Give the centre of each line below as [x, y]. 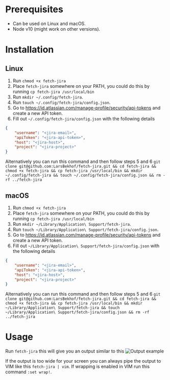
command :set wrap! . [29, 372]
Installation [30, 50]
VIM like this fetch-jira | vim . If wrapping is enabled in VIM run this [77, 367]
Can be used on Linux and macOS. [49, 23]
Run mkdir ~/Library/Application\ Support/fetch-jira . [72, 224]
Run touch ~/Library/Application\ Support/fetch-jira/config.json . [86, 229]
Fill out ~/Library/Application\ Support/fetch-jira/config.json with [86, 246]
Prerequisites [34, 9]
